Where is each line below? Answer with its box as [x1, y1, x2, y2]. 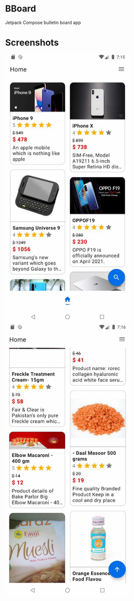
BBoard [5, 3, 36, 14]
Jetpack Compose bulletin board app [5, 19, 81, 25]
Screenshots [5, 37, 59, 48]
